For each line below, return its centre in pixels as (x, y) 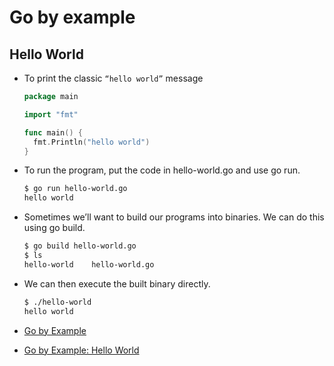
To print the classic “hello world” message (113, 78)
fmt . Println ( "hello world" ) (92, 142)
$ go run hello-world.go (75, 189)
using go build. (54, 228)
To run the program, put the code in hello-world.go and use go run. (162, 170)
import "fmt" (51, 114)
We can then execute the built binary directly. (117, 283)
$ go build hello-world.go (80, 246)
